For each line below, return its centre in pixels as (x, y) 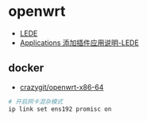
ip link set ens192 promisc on (60, 109)
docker (26, 68)
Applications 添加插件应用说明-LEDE (79, 43)
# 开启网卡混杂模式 (36, 101)
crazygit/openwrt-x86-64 (62, 87)
